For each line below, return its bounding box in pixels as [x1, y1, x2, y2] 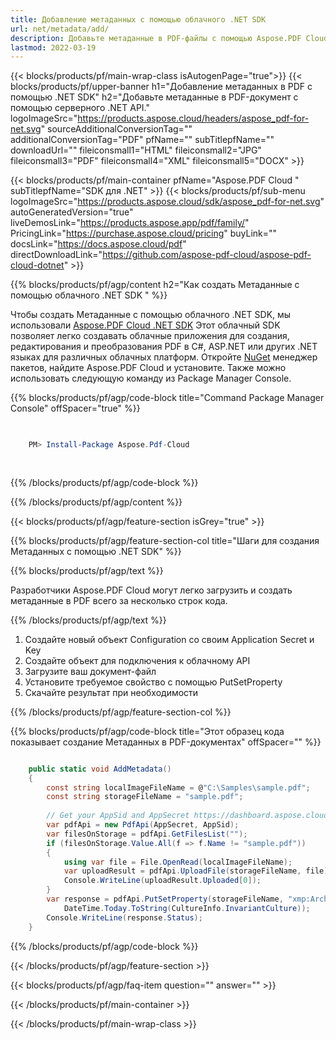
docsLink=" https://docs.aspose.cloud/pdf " [10, 238, 187, 250]
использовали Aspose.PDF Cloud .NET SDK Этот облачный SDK [10, 319, 281, 331]
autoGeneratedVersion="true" [10, 206, 134, 218]
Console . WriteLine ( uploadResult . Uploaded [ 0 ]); [63, 876, 262, 886]
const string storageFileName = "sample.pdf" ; [46, 792, 244, 802]
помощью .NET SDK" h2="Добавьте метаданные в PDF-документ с [10, 91, 299, 103]
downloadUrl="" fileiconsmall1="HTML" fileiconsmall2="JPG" [10, 144, 262, 156]
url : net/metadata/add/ [10, 24, 110, 34]
